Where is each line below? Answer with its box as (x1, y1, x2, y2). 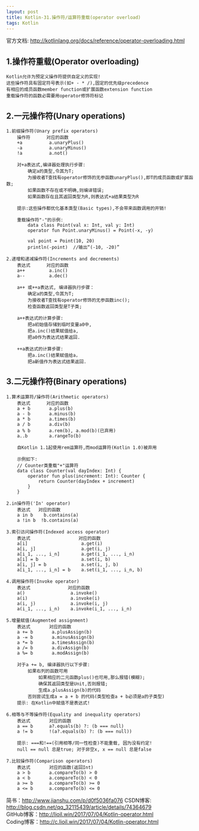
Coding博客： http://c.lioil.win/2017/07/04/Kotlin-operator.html (6, 818, 159, 825)
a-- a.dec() (17, 273, 68, 279)
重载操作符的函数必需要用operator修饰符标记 (6, 93, 103, 99)
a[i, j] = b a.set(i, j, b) (17, 562, 119, 568)
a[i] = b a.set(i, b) (17, 556, 111, 562)
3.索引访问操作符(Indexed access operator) (6, 529, 110, 535)
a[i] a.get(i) (17, 541, 103, 547)
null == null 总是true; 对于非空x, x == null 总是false (17, 746, 152, 752)
